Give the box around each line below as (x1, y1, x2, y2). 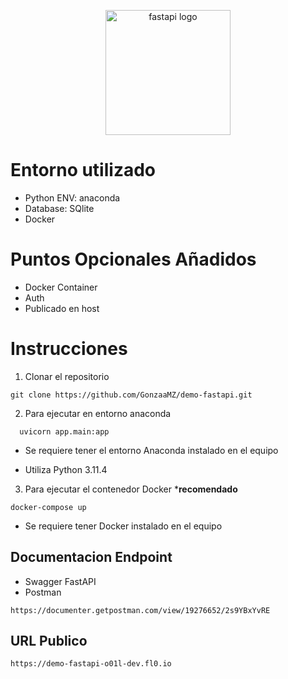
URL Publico (10, 633, 88, 650)
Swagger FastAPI (24, 575, 97, 587)
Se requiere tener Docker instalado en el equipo (24, 520, 223, 532)
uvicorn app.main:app (19, 426, 110, 437)
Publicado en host (24, 302, 100, 314)
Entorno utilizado (10, 159, 156, 182)
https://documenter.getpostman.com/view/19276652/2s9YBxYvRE (10, 605, 271, 615)
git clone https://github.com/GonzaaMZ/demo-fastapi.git (10, 390, 253, 400)
